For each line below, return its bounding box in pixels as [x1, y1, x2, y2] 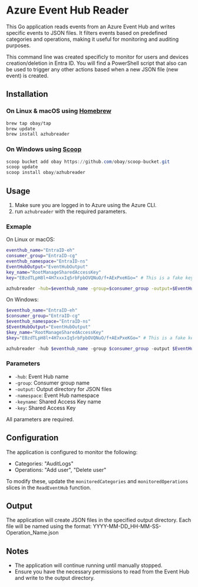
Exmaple [6, 222, 32, 231]
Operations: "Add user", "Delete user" [14, 466, 107, 473]
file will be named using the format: [6, 523, 92, 530]
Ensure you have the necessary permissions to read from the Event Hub [14, 568, 190, 575]
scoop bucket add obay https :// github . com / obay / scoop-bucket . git [6, 159, 170, 165]
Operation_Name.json [6, 529, 59, 536]
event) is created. [6, 72, 49, 79]
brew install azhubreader [6, 131, 70, 137]
